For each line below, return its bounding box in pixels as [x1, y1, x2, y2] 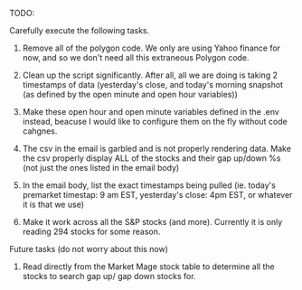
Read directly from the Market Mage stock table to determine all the [22, 261, 275, 272]
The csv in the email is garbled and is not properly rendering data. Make [22, 144, 292, 154]
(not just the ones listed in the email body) [22, 163, 180, 173]
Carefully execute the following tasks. [9, 25, 150, 35]
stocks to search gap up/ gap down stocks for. [22, 271, 196, 281]
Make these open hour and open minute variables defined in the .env [22, 107, 280, 117]
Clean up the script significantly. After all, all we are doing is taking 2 [22, 70, 278, 80]
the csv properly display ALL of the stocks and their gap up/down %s [22, 153, 281, 164]
